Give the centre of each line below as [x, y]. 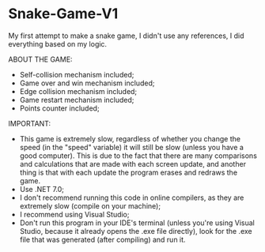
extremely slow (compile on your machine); [90, 205]
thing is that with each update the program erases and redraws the [129, 172]
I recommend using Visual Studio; [74, 214]
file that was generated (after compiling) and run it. [102, 239]
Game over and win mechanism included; [87, 83]
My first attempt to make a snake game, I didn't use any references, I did [126, 36]
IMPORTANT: [30, 123]
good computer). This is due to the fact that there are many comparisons [138, 156]
